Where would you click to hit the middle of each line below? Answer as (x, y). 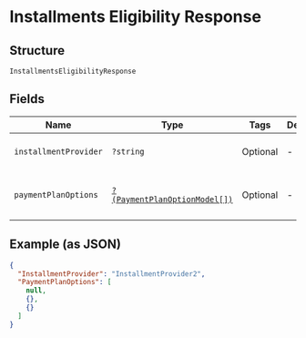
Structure (37, 51)
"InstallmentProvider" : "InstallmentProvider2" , (112, 274)
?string (128, 151)
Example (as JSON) (65, 245)
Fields (27, 99)
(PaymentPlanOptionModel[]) (173, 199)
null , (36, 291)
